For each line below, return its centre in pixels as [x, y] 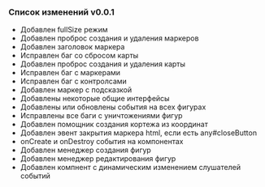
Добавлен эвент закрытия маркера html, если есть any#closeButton [139, 133]
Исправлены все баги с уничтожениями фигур [101, 116]
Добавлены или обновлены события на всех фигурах [113, 107]
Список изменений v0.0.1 [62, 12]
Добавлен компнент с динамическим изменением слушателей [130, 168]
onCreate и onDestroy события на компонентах [102, 142]
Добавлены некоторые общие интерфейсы [95, 99]
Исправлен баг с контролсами [74, 81]
